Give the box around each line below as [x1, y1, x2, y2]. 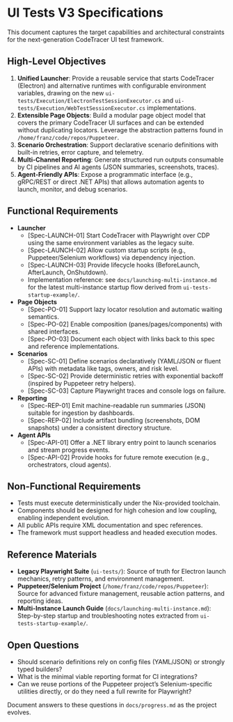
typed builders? [17, 665, 63, 673]
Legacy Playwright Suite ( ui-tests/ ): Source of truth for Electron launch [17, 567, 226, 576]
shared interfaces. [27, 327, 80, 336]
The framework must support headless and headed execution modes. [17, 528, 218, 537]
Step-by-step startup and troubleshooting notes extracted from [17, 611, 200, 620]
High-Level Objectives [7, 56, 106, 68]
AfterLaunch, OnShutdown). [27, 268, 109, 276]
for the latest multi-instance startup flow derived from [27, 283, 182, 291]
